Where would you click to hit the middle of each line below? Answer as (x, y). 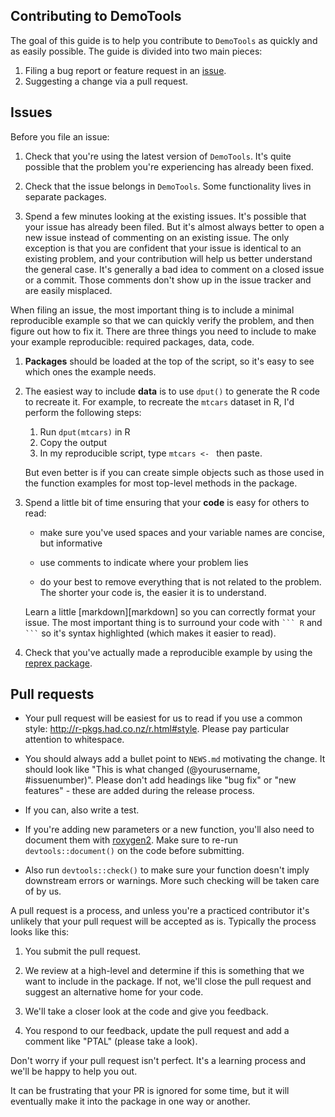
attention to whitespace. (74, 740)
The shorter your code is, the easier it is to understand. (153, 592)
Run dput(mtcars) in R (85, 431)
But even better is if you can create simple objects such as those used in (174, 472)
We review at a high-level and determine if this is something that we (164, 971)
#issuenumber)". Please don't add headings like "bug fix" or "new (160, 780)
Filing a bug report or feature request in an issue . (125, 70)
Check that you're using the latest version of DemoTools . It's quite (158, 156)
